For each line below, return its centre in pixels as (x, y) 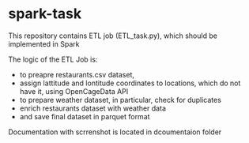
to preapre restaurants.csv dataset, (77, 74)
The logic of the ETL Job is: (53, 59)
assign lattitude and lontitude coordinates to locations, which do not (130, 83)
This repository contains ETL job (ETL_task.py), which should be (113, 36)
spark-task (45, 14)
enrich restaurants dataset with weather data (92, 108)
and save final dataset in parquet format (85, 116)
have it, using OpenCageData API (74, 91)
